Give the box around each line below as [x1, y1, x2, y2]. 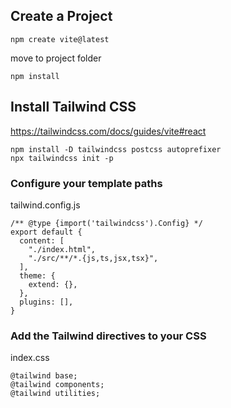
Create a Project [10, 8, 113, 25]
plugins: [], [19, 297, 74, 307]
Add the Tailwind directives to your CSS [10, 329, 207, 343]
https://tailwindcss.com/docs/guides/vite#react [10, 125, 207, 137]
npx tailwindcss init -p [10, 153, 114, 163]
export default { [10, 227, 83, 237]
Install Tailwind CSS [10, 99, 137, 116]
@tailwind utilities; [10, 389, 101, 399]
